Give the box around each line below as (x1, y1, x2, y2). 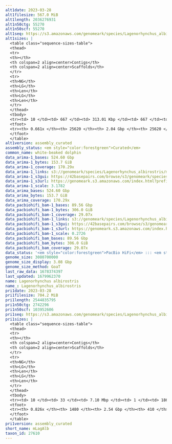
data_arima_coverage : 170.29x (5, 197, 70, 203)
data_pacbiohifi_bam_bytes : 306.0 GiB (5, 240, 88, 246)
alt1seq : (5, 31, 24, 36)
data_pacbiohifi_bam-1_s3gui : (5, 221, 70, 227)
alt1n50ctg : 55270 (5, 21, 45, 27)
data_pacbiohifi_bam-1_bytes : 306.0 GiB (5, 207, 93, 212)
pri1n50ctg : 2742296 (5, 302, 50, 307)
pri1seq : (5, 312, 24, 317)
